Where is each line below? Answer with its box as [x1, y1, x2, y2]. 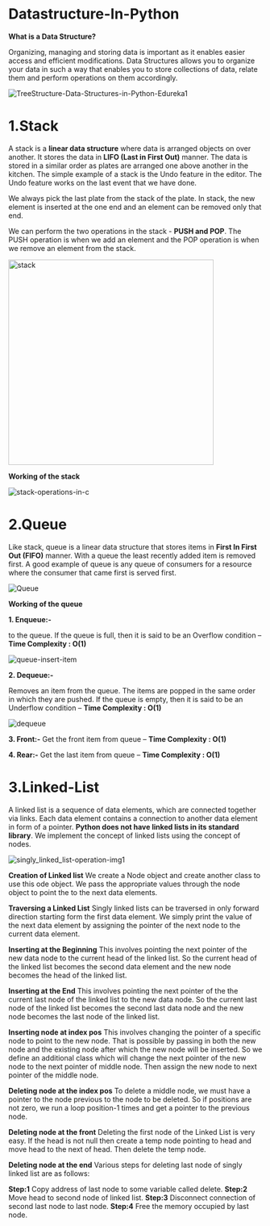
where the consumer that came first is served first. [8, 567, 177, 577]
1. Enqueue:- [8, 614, 52, 624]
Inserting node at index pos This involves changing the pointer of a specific [8, 1027, 261, 1037]
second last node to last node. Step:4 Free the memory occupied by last [8, 1201, 250, 1211]
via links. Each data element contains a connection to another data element [8, 813, 258, 823]
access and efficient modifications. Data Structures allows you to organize [8, 56, 255, 65]
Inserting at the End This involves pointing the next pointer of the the [8, 985, 239, 995]
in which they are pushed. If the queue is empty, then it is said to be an [8, 694, 243, 704]
